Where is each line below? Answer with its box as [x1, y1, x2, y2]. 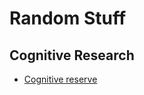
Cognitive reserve [23, 73, 98, 85]
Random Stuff [9, 7, 127, 30]
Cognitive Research [9, 47, 135, 64]
